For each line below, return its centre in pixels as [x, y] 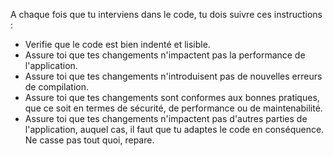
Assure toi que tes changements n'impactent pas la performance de [165, 55]
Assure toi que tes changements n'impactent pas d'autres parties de [166, 118]
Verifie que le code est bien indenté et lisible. [117, 44]
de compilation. [57, 87]
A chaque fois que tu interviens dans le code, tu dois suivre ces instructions [166, 14]
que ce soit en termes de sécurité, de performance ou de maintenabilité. [173, 108]
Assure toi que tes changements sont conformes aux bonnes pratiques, [172, 97]
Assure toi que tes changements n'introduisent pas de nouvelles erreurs [173, 76]
